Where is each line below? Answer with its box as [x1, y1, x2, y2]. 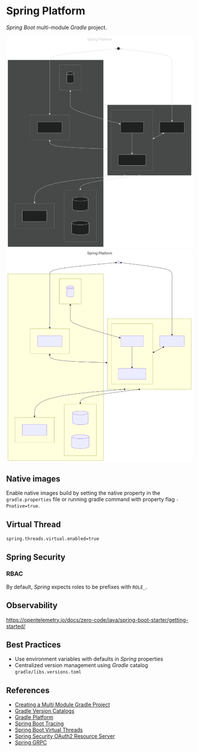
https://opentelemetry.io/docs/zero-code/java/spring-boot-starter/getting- [6, 616, 189, 623]
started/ [6, 623, 25, 630]
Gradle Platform [14, 714, 53, 721]
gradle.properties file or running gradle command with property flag [6, 496, 175, 503]
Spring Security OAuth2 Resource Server [14, 732, 116, 740]
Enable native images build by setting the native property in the [6, 489, 161, 497]
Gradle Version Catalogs [14, 707, 75, 715]
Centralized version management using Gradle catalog [14, 662, 148, 669]
